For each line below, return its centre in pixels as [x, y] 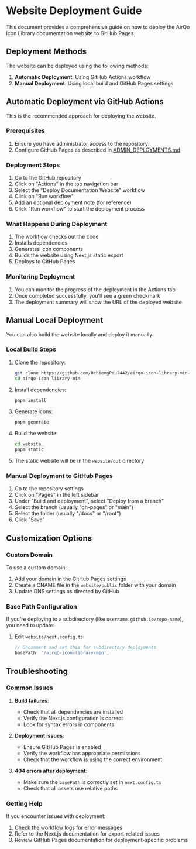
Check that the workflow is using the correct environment [93, 759]
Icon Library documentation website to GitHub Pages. [71, 33]
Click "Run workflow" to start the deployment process [80, 209]
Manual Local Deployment [55, 320]
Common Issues [30, 688]
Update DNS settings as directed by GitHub [67, 592]
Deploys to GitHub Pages [45, 262]
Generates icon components [49, 249]
